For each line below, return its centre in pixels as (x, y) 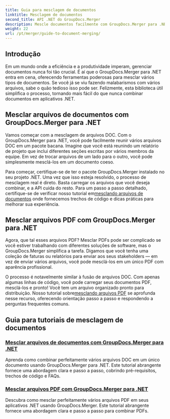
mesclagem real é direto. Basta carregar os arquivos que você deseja (78, 182)
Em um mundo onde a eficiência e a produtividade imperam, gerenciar (79, 66)
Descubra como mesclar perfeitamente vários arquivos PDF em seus (77, 400)
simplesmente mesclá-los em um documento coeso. (60, 162)
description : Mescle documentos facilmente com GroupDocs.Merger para (81, 24)
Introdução (23, 54)
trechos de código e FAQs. (33, 376)
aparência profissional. (29, 267)
